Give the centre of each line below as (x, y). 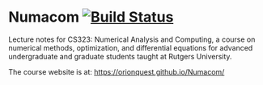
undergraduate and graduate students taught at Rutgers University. (120, 56)
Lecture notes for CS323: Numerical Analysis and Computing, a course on (132, 39)
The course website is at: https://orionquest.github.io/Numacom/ (117, 71)
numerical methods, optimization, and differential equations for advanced (131, 47)
